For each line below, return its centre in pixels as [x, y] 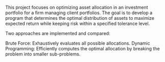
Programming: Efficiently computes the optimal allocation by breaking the [82, 49]
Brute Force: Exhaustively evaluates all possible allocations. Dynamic [78, 43]
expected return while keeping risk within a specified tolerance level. [78, 23]
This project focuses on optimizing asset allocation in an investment [77, 7]
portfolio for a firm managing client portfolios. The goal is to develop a [79, 13]
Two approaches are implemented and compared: [58, 33]
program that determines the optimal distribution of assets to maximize [80, 18]
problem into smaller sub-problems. [43, 54]
